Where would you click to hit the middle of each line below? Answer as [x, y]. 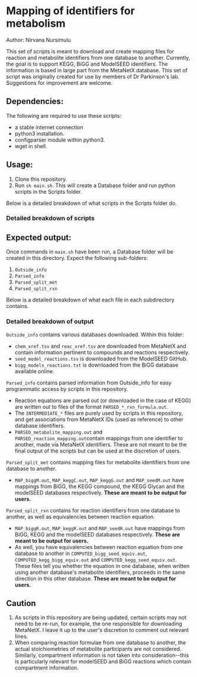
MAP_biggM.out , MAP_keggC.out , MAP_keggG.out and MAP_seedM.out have [99, 480]
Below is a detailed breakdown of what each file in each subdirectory [90, 300]
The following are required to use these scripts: [64, 115]
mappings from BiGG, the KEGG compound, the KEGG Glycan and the [100, 486]
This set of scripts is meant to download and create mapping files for [90, 51]
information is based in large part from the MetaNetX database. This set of [97, 70]
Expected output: [39, 237]
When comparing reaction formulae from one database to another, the [100, 643]
